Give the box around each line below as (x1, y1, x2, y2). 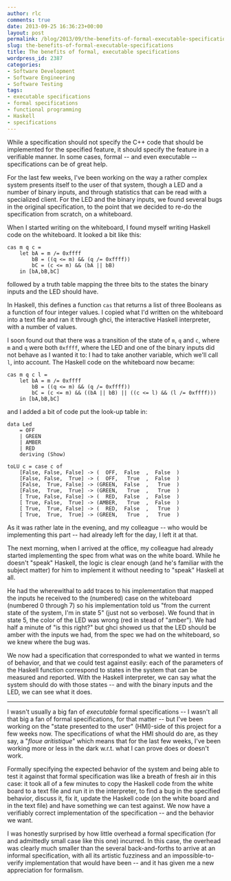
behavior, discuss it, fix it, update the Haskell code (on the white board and (7, 794, 219, 802)
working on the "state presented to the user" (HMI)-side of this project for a (7, 722, 221, 730)
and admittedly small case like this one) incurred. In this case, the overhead (7, 836, 221, 844)
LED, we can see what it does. (7, 687, 93, 696)
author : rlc (7, 10, 41, 17)
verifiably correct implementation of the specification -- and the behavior (7, 809, 214, 817)
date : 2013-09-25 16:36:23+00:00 (7, 23, 103, 30)
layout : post (7, 29, 45, 37)
